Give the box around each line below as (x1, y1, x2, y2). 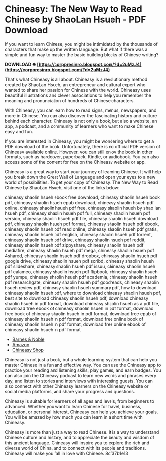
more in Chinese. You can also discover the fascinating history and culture (5, 112, 157, 118)
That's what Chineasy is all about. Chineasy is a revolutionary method (5, 76, 148, 82)
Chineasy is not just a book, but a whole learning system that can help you (5, 356, 157, 362)
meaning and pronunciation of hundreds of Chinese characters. (5, 97, 135, 103)
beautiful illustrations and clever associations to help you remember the (5, 92, 151, 98)
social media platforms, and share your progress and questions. (5, 388, 135, 394)
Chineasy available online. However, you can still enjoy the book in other (5, 149, 153, 154)
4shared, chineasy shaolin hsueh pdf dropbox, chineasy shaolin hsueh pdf (5, 253, 158, 259)
